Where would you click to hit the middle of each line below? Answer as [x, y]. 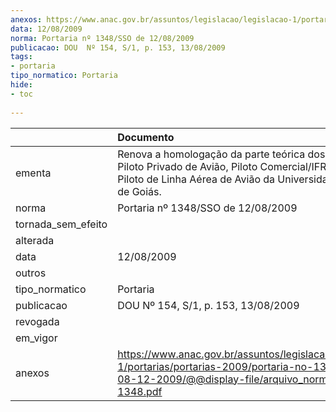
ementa [33, 173]
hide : [21, 85]
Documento [146, 137]
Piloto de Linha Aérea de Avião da [196, 179]
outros [31, 273]
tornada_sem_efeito [61, 224]
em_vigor [36, 338]
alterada [35, 240]
